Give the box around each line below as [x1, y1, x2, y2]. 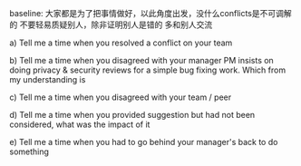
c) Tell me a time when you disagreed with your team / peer [9, 92, 232, 103]
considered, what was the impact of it [9, 119, 150, 130]
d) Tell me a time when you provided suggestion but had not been [9, 110, 256, 120]
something [9, 146, 50, 157]
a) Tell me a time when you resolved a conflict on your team [9, 37, 233, 48]
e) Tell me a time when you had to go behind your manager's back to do [9, 137, 278, 147]
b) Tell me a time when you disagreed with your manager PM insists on [9, 55, 274, 65]
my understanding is [9, 74, 86, 84]
